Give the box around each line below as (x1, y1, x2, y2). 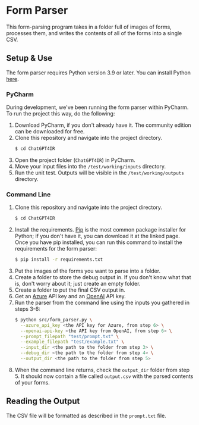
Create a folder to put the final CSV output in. (14, 286, 126, 293)
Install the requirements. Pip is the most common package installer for (14, 226, 187, 233)
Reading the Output (6, 396, 80, 407)
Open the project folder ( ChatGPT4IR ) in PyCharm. (14, 156, 135, 164)
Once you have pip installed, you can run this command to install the (14, 239, 182, 246)
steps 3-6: (14, 305, 40, 312)
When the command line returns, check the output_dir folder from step (14, 366, 190, 373)
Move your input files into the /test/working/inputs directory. (14, 162, 166, 170)
